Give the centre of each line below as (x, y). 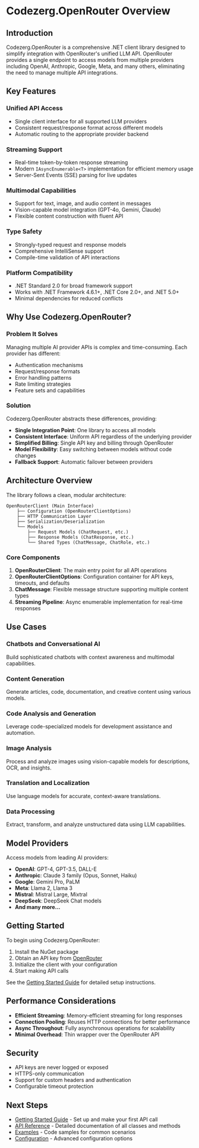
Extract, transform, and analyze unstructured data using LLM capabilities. (96, 824)
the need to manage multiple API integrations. (62, 72)
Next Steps (27, 1105)
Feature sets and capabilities (50, 390)
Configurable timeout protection (54, 1087)
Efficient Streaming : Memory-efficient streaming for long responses (99, 1015)
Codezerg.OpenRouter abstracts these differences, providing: (82, 418)
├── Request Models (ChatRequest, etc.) (78, 532)
